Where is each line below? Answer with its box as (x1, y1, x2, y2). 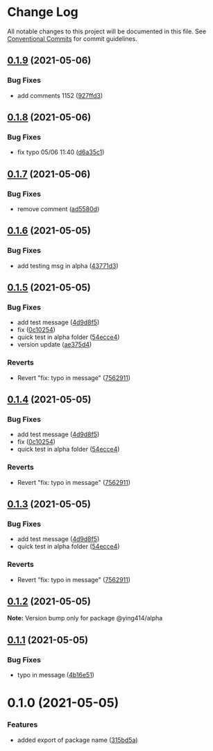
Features (7, 720, 38, 729)
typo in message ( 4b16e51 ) (17, 671, 95, 679)
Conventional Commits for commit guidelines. (7, 34, 137, 42)
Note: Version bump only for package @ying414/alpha (7, 614, 163, 622)
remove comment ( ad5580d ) (17, 205, 100, 213)
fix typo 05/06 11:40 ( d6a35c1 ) (17, 148, 105, 156)
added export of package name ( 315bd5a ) (17, 736, 138, 744)
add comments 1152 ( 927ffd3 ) (17, 91, 103, 99)
